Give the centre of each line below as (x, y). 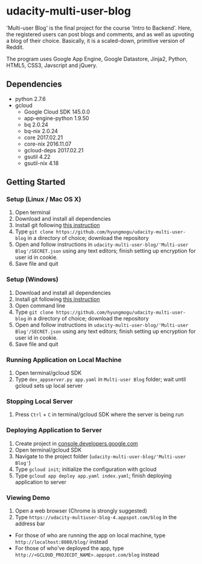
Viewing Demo (28, 498)
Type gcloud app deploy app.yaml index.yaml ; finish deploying (93, 475)
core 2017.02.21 (43, 137)
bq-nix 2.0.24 (41, 131)
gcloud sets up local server (49, 386)
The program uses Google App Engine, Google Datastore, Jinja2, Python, (97, 59)
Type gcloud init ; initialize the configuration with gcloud (86, 469)
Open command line (40, 305)
